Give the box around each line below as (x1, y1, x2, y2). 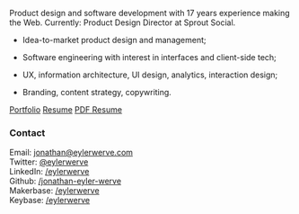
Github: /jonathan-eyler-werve (9, 175, 122, 187)
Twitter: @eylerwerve (9, 156, 89, 167)
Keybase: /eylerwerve (9, 195, 91, 206)
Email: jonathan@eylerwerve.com (9, 147, 133, 158)
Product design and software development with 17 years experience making (9, 8, 290, 18)
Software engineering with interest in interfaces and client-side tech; (22, 52, 277, 62)
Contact (9, 126, 46, 138)
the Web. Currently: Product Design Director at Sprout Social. (9, 17, 236, 28)
